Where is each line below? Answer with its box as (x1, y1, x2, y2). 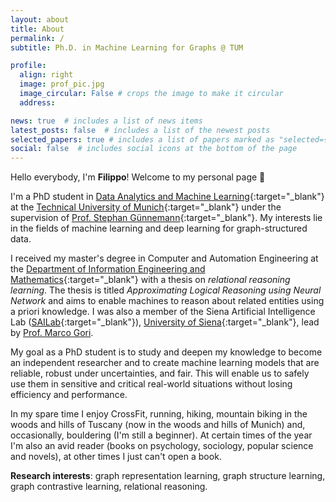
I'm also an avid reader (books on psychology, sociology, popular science (10, 440, 314, 452)
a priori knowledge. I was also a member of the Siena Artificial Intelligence (10, 306, 316, 318)
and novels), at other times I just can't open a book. (10, 451, 222, 463)
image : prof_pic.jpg (19, 79, 105, 90)
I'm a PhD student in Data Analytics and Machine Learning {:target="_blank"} (10, 191, 325, 203)
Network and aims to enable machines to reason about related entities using (10, 295, 325, 307)
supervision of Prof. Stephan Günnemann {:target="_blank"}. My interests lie (10, 212, 323, 224)
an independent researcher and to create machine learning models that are (10, 357, 320, 369)
